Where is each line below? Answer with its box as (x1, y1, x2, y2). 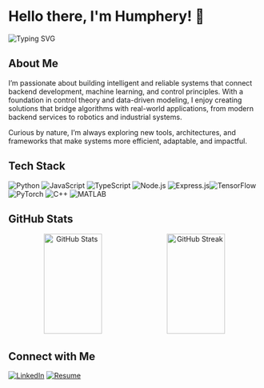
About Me (8, 57, 58, 70)
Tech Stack (8, 159, 66, 173)
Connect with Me (8, 350, 96, 363)
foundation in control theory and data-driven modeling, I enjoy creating (8, 95, 242, 105)
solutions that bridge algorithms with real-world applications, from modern (8, 103, 254, 113)
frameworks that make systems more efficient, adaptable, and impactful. (8, 136, 248, 146)
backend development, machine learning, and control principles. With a (8, 86, 244, 96)
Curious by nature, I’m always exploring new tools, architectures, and (8, 127, 236, 137)
